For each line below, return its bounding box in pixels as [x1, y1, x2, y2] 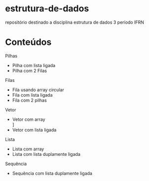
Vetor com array [12, 116, 45, 122]
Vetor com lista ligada [12, 127, 57, 133]
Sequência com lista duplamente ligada [12, 170, 93, 176]
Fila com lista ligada [12, 92, 53, 98]
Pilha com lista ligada [12, 62, 56, 68]
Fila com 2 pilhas [12, 97, 47, 103]
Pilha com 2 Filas [12, 68, 47, 73]
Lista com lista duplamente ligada [12, 151, 80, 157]
